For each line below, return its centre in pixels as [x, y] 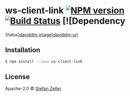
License [17, 77]
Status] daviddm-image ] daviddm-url [41, 34]
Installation [23, 50]
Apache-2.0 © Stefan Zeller [33, 89]
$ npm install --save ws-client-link [44, 62]
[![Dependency [94, 21]
